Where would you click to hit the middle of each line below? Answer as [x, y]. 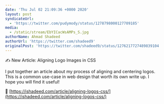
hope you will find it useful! [32, 82]
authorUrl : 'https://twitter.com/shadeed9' [50, 42]
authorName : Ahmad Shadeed [33, 37]
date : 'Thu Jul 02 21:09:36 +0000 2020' [47, 10]
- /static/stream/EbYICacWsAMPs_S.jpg [49, 32]
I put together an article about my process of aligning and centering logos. [80, 71]
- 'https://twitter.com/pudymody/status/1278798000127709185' [74, 23]
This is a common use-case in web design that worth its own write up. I [77, 77]
